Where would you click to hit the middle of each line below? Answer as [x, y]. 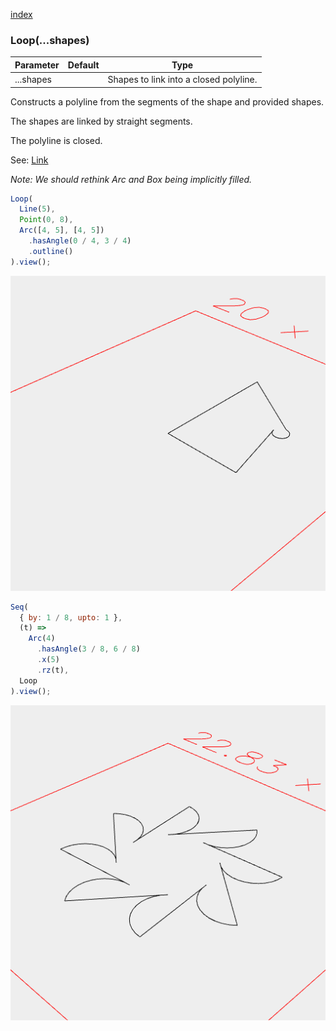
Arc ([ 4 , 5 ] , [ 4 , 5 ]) [62, 230]
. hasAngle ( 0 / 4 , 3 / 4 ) [80, 241]
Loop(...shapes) [50, 40]
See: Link [29, 160]
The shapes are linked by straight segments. [101, 121]
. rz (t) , [53, 670]
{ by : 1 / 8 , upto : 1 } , [71, 617]
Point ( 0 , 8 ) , [46, 220]
